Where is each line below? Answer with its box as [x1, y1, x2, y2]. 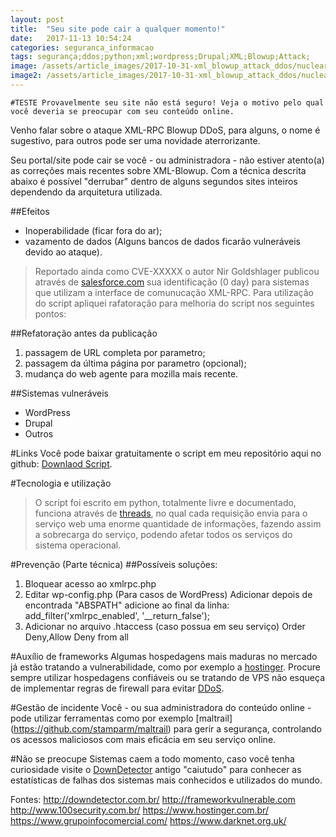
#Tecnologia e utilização [10, 477, 112, 489]
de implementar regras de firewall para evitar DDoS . [10, 682, 225, 694]
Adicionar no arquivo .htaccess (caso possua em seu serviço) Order [24, 620, 306, 632]
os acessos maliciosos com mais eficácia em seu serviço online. [10, 733, 277, 745]
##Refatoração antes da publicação [10, 327, 158, 339]
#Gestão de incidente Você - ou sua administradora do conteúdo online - [10, 701, 312, 713]
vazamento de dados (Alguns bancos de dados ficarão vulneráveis [24, 235, 301, 247]
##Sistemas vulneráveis [10, 387, 109, 399]
